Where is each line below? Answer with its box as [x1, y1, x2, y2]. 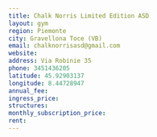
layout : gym [8, 19, 48, 27]
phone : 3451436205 [8, 64, 70, 73]
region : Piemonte [8, 27, 67, 35]
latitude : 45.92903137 [8, 72, 85, 80]
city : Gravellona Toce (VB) [8, 34, 103, 43]
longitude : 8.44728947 [8, 79, 85, 87]
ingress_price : [8, 94, 60, 102]
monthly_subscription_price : [8, 110, 106, 118]
